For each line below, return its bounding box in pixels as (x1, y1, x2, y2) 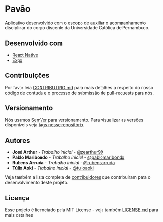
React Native (12, 52, 38, 58)
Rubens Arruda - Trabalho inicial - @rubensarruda (12, 160, 115, 166)
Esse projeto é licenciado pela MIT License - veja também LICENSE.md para (5, 207, 159, 213)
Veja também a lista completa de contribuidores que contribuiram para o (5, 174, 151, 180)
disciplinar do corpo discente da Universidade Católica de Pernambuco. (5, 25, 150, 30)
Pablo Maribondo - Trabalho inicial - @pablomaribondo (12, 154, 125, 160)
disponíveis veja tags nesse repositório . (5, 122, 85, 128)
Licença (5, 194, 30, 202)
